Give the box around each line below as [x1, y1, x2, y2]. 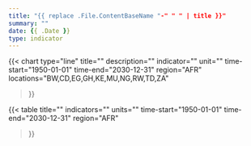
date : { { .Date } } [8, 27, 70, 35]
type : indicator [8, 34, 63, 43]
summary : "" [8, 19, 49, 27]
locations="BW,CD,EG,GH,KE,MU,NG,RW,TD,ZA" [8, 73, 169, 83]
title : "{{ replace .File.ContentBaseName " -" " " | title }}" [8, 11, 227, 20]
